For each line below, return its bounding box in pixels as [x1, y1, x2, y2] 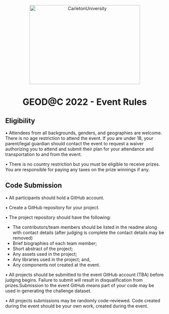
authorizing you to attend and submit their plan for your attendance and [5, 146, 154, 152]
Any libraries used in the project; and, [12, 256, 91, 262]
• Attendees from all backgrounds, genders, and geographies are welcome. [5, 130, 162, 136]
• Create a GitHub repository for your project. [5, 204, 100, 210]
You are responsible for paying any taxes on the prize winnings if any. [5, 167, 150, 172]
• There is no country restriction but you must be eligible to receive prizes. [5, 161, 160, 167]
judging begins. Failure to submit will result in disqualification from [5, 277, 143, 283]
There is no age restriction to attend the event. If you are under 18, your [5, 135, 154, 141]
